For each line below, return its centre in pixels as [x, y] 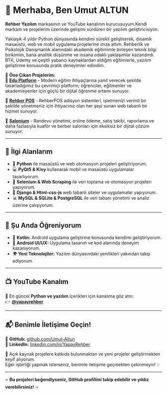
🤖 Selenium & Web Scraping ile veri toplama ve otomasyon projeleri [82, 182]
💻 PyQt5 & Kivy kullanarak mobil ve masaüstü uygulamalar [73, 169]
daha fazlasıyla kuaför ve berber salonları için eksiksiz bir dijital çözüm [77, 126]
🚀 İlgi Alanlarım [29, 152]
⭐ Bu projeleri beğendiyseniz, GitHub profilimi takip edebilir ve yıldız [77, 380]
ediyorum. [23, 261]
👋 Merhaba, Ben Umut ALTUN [67, 10]
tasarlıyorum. [26, 176]
